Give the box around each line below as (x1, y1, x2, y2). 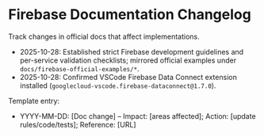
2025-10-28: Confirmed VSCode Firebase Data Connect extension (19, 72, 238, 82)
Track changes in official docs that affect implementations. (8, 32, 200, 41)
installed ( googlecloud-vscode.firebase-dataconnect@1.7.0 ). (19, 81, 216, 90)
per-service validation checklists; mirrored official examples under (19, 55, 236, 65)
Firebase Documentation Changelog (8, 6, 251, 24)
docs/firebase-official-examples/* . (19, 63, 140, 73)
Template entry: (8, 96, 60, 105)
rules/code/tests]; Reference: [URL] (19, 120, 136, 129)
